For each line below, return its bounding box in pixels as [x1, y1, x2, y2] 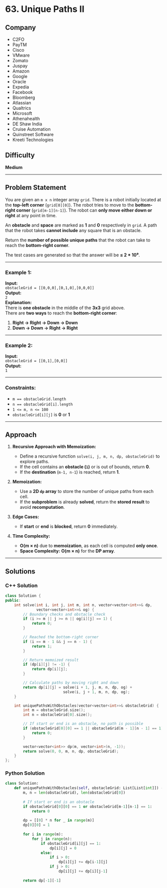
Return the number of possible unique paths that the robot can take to [5, 237, 151, 243]
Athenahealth [12, 116, 40, 121]
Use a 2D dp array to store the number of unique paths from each [19, 488, 154, 494]
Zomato [12, 58, 28, 63]
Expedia [12, 84, 29, 90]
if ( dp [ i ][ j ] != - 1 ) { [23, 662, 70, 667]
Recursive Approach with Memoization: [12, 444, 96, 450]
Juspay [12, 63, 28, 69]
